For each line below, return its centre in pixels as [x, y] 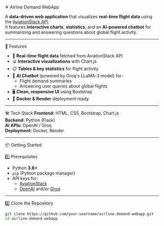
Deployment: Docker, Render [35, 130]
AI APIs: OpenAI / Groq [29, 125]
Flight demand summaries [46, 81]
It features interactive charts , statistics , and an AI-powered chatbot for [78, 27]
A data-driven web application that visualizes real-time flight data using [79, 16]
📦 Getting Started [23, 145]
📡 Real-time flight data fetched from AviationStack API [67, 56]
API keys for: [25, 178]
